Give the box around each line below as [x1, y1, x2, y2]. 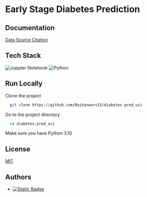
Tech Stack [5, 51, 41, 60]
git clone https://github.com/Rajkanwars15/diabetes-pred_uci [10, 102, 142, 108]
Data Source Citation [5, 37, 48, 43]
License [5, 145, 31, 153]
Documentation [5, 24, 55, 32]
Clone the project [5, 92, 41, 98]
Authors [5, 172, 32, 181]
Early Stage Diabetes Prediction [5, 4, 140, 15]
